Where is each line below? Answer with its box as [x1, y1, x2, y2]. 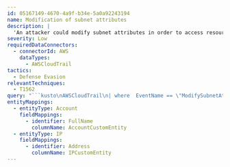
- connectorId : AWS [13, 48, 69, 55]
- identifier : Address [25, 143, 90, 150]
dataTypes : [19, 55, 51, 61]
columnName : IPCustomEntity [31, 149, 112, 157]
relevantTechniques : [7, 80, 66, 87]
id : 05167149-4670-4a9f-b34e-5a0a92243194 [7, 10, 130, 17]
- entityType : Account [13, 105, 78, 112]
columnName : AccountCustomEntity [31, 124, 127, 131]
